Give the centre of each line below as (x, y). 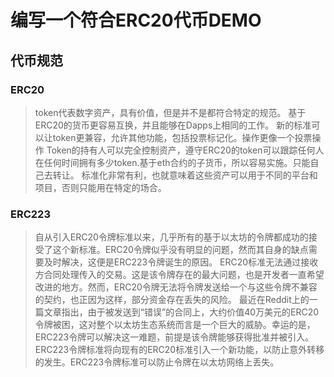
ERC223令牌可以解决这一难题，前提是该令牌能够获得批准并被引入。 (174, 337)
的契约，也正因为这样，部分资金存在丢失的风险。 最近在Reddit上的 (172, 300)
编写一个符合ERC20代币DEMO (136, 20)
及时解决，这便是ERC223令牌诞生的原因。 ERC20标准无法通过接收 (181, 262)
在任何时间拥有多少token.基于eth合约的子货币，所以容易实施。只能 (172, 162)
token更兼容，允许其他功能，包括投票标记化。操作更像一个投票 (182, 137)
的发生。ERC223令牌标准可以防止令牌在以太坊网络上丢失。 (157, 362)
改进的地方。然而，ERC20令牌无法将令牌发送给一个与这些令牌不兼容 (176, 287)
